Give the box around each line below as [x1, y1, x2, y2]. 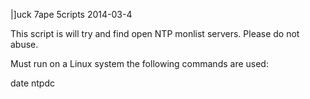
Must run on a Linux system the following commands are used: [10, 58, 269, 69]
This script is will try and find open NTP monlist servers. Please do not [10, 28, 300, 39]
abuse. [10, 39, 39, 50]
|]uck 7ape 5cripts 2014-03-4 [10, 9, 133, 20]
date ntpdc [10, 77, 55, 89]
